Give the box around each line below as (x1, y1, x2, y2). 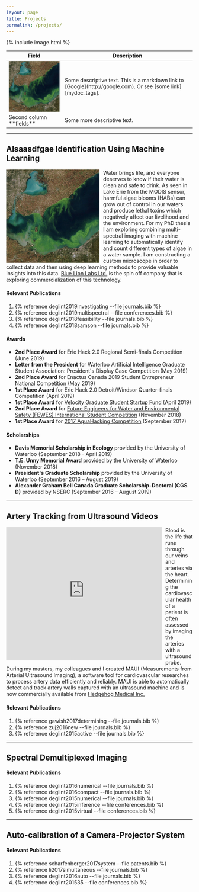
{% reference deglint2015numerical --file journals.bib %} (14, 795, 154, 802)
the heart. (165, 571, 190, 578)
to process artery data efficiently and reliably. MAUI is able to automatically (6, 678, 190, 685)
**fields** (8, 120, 36, 127)
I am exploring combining (103, 226, 165, 233)
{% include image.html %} (6, 39, 70, 46)
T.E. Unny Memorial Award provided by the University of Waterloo (14, 457, 178, 464)
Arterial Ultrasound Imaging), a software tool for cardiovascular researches (6, 672, 190, 679)
